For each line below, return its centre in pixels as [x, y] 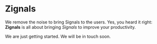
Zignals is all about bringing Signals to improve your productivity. [70, 27]
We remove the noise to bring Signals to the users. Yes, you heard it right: [79, 22]
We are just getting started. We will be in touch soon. [58, 36]
